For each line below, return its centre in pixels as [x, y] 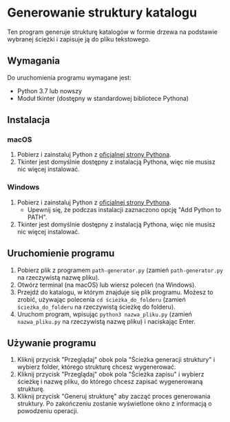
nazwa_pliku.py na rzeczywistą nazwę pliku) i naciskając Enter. [106, 321]
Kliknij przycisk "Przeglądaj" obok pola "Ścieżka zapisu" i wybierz [111, 374]
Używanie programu [52, 343]
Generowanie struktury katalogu [102, 13]
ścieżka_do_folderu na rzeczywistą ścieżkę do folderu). [96, 307]
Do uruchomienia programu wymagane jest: [70, 77]
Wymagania [34, 61]
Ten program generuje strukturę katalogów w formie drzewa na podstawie [113, 32]
